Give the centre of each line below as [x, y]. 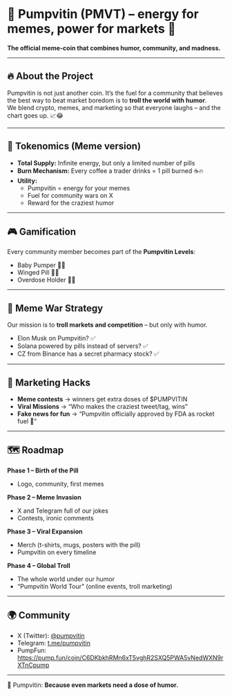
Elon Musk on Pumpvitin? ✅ [56, 338]
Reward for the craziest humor [71, 203]
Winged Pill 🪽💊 [38, 273]
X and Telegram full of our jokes [62, 511]
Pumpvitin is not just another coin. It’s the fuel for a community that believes [115, 93]
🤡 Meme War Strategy [55, 308]
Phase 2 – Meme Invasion [44, 497]
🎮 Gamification [42, 231]
